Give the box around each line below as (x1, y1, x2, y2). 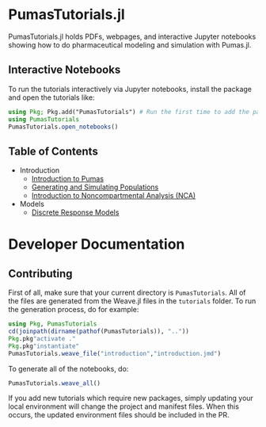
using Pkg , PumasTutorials (8, 320, 97, 328)
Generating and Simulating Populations (31, 182, 159, 192)
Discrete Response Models (31, 208, 120, 217)
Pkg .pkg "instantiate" (8, 342, 80, 350)
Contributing (8, 267, 73, 280)
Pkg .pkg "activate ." (8, 334, 77, 342)
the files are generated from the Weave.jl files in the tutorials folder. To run (8, 296, 256, 306)
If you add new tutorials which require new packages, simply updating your (8, 394, 253, 403)
